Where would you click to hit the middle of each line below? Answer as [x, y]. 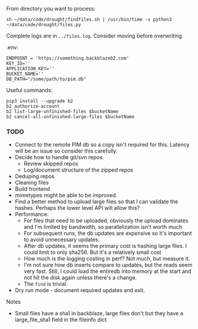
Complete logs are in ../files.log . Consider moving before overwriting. [95, 36]
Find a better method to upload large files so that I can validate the [96, 201]
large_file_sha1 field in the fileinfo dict [61, 320]
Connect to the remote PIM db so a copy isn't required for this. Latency [102, 145]
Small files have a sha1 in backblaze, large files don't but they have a [99, 314]
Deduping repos [35, 176]
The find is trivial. [46, 284]
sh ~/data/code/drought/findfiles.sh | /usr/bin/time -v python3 [89, 20]
